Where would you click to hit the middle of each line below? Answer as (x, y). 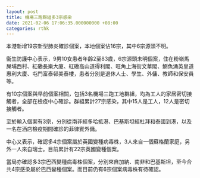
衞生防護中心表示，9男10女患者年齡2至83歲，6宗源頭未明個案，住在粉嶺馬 (98, 59)
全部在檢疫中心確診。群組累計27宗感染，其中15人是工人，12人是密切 (106, 102)
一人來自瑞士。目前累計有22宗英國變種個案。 (67, 149)
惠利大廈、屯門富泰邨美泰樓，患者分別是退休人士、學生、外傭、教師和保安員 (100, 74)
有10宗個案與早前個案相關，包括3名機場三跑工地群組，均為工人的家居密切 (97, 94)
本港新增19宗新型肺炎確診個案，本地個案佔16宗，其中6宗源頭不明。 (89, 46)
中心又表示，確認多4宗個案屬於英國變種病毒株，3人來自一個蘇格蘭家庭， (96, 142)
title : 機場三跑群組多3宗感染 (39, 17)
